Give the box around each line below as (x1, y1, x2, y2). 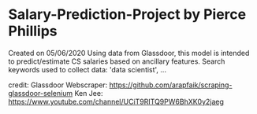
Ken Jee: (74, 88, 103, 97)
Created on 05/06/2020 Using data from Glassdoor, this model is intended (8, 48, 250, 57)
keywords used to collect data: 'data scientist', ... (8, 64, 167, 74)
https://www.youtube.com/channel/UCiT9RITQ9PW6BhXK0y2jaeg (8, 97, 225, 106)
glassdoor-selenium (8, 88, 73, 97)
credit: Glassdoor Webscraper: (8, 80, 108, 90)
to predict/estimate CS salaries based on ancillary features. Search (8, 57, 225, 66)
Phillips (8, 22, 58, 40)
